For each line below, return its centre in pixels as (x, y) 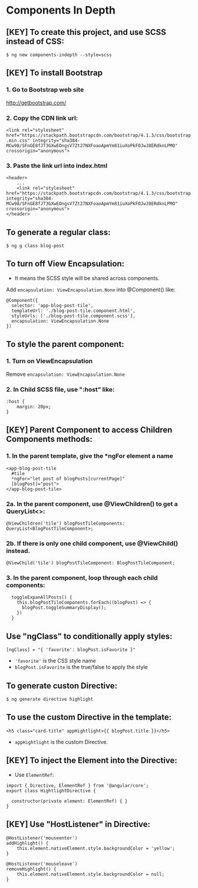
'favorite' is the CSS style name (55, 661)
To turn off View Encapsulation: (65, 264)
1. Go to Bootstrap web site (45, 90)
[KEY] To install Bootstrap (55, 73)
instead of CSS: (35, 41)
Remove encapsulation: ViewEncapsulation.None (65, 374)
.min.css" (18, 140)
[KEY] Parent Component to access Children (89, 430)
